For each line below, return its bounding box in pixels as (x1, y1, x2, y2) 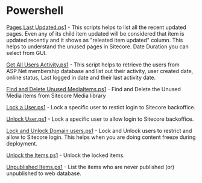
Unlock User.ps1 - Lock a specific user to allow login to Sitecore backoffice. (6, 115, 194, 123)
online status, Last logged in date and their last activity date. (6, 74, 156, 81)
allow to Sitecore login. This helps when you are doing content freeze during (6, 133, 196, 141)
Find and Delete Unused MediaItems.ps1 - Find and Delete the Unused (6, 85, 181, 92)
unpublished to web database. (6, 170, 81, 177)
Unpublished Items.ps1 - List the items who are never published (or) (6, 163, 175, 170)
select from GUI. (6, 49, 47, 56)
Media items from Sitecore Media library (6, 92, 106, 99)
